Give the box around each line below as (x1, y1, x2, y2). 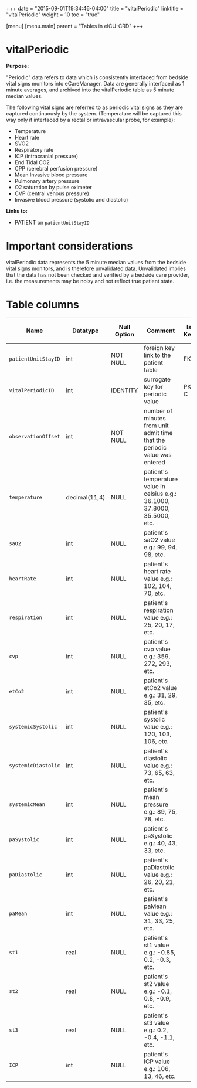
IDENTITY (111, 386, 138, 395)
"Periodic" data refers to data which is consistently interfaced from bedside (6, 73, 189, 81)
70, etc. (143, 589, 165, 597)
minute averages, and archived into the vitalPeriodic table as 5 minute (6, 86, 175, 93)
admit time (143, 429, 173, 437)
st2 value (143, 980, 169, 988)
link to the (143, 351, 171, 359)
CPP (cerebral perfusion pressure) (14, 165, 98, 172)
